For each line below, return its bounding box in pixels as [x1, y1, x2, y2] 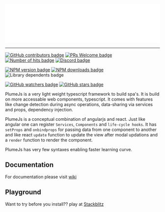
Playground [5, 188, 41, 196]
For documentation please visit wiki [5, 174, 77, 180]
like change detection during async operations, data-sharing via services [5, 102, 153, 107]
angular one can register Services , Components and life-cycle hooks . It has [5, 122, 157, 127]
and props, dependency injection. [5, 107, 73, 112]
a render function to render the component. [5, 137, 93, 143]
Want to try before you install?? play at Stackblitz [5, 201, 104, 207]
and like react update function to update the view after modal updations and [5, 132, 158, 137]
